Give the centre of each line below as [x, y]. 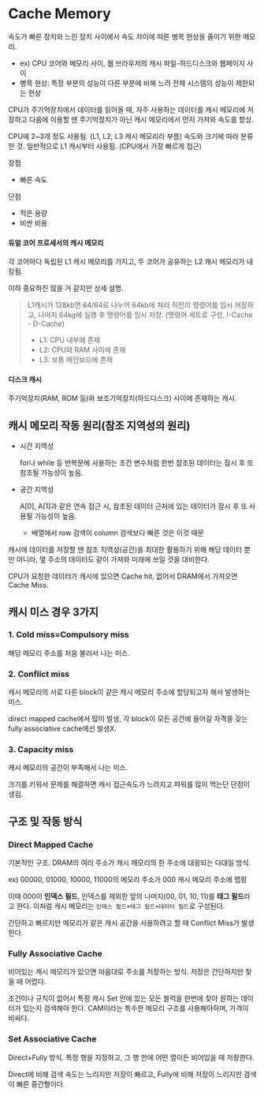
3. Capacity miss [41, 750]
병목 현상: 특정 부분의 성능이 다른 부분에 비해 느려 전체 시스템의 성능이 [126, 83]
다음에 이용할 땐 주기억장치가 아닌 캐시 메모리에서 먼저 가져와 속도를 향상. [141, 119]
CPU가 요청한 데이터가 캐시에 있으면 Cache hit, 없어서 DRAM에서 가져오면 [123, 576]
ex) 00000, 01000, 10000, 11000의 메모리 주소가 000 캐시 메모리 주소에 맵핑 [128, 880]
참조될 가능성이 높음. [51, 473]
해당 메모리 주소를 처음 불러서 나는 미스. [69, 653]
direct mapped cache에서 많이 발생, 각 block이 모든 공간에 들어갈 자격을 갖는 [128, 719]
